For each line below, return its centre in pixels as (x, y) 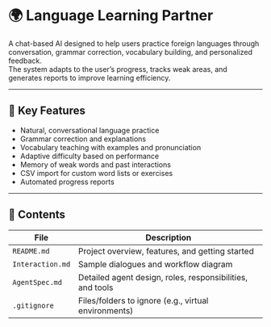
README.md (31, 251)
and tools (96, 287)
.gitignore (33, 305)
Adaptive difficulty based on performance (90, 156)
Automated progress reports (67, 182)
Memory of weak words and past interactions (96, 164)
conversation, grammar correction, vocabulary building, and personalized (130, 52)
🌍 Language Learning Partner (111, 16)
